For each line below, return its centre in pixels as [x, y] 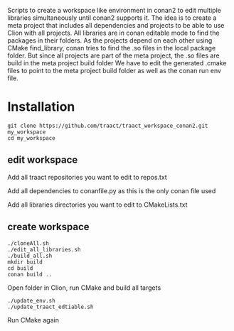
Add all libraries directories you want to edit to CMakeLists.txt [97, 205]
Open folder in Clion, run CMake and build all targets [84, 288]
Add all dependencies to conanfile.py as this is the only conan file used [112, 190]
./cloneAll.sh [28, 243]
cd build [20, 268]
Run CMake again [33, 320]
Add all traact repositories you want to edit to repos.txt [87, 177]
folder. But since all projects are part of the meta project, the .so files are [113, 55]
